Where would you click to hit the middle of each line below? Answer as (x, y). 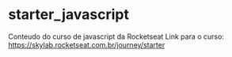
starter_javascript (68, 15)
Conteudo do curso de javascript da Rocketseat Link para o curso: (116, 36)
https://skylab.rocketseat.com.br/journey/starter (87, 44)
